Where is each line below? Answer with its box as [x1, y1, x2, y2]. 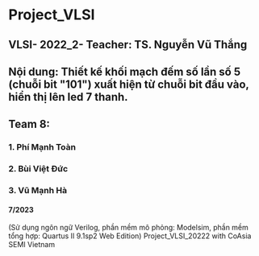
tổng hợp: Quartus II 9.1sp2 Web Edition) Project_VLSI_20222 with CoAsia [8, 231, 252, 241]
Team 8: [8, 118, 51, 131]
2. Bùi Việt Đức [8, 163, 69, 175]
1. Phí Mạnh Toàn [8, 142, 77, 153]
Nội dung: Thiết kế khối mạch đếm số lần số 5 [8, 64, 241, 78]
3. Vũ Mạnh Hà [8, 185, 68, 196]
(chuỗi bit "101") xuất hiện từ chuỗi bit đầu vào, [8, 77, 249, 91]
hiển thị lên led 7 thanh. [8, 90, 128, 104]
